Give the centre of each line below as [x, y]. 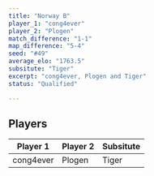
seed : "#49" [28, 54]
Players [28, 124]
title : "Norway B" [39, 16]
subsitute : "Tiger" [41, 69]
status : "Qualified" [43, 84]
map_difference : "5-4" [47, 46]
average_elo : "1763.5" [47, 62]
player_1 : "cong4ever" [47, 24]
